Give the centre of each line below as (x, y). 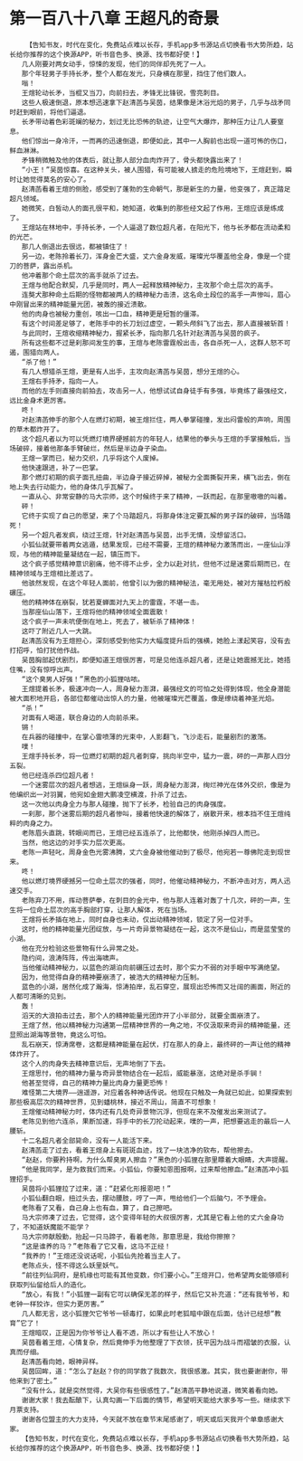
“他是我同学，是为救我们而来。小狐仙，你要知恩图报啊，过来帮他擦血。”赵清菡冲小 (151, 1169)
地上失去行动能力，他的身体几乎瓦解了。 (73, 487)
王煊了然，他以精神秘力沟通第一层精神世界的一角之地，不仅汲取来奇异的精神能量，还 (156, 1025)
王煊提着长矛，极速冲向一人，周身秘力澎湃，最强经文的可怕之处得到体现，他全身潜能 (156, 688)
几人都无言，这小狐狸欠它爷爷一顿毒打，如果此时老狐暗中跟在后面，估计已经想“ (148, 1314)
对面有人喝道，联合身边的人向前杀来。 (82, 717)
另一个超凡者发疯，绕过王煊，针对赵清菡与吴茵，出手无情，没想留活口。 (136, 535)
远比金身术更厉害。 (40, 400)
